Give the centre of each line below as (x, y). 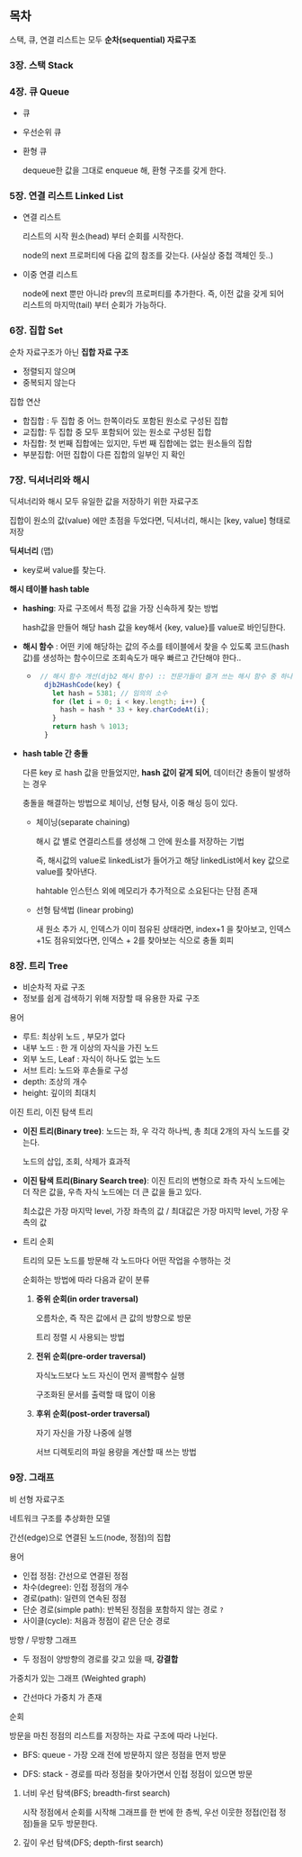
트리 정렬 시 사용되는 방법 (80, 1337)
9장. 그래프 (32, 1478)
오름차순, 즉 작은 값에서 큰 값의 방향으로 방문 (113, 1318)
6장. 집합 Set (36, 331)
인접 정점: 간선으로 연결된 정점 (75, 1575)
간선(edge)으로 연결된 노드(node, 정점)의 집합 (90, 1537)
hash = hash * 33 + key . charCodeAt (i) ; (134, 710)
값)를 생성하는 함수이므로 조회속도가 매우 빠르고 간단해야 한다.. (132, 657)
